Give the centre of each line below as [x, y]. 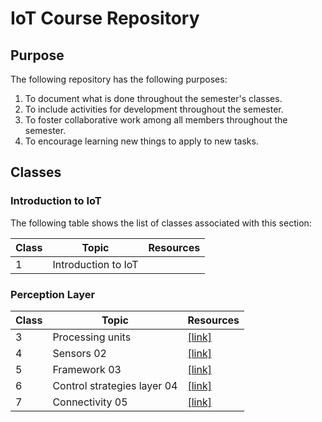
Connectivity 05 [90, 402]
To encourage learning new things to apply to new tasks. [141, 141]
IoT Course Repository [105, 18]
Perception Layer [53, 294]
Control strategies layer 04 [115, 385]
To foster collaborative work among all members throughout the [156, 120]
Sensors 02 [79, 353]
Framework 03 [87, 369]
